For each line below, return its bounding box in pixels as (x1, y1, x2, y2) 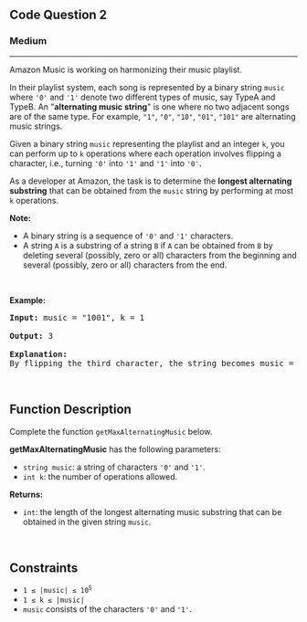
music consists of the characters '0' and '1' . (22, 604, 192, 615)
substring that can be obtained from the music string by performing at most (9, 184, 294, 195)
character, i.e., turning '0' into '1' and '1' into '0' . (9, 157, 202, 168)
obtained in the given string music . (22, 516, 152, 527)
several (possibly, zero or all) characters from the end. (22, 259, 228, 270)
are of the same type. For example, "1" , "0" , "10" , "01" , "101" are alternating (9, 111, 296, 121)
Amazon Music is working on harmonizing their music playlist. (9, 64, 242, 75)
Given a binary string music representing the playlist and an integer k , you (9, 138, 285, 149)
